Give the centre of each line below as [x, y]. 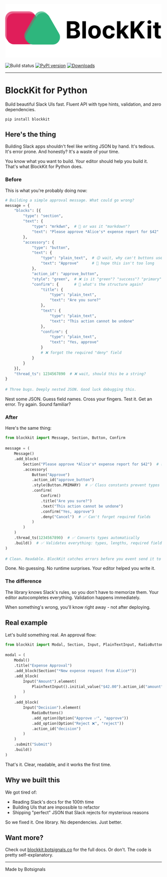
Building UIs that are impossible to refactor [56, 807]
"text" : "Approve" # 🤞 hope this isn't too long [97, 263]
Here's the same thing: [28, 428]
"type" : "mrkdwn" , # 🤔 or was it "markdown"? [81, 227]
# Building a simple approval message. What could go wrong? [70, 200]
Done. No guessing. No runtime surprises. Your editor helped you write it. [80, 568]
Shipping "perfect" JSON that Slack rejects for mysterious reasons [81, 812]
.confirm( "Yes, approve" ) [67, 512]
